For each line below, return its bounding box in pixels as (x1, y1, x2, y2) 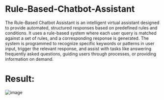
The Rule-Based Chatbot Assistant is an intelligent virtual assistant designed (5, 20, 160, 25)
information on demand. (5, 56, 54, 62)
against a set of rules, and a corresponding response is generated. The (5, 35, 149, 41)
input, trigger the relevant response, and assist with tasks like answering (5, 46, 152, 51)
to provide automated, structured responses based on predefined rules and (5, 25, 158, 30)
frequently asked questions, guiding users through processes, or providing (5, 50, 156, 57)
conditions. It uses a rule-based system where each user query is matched (5, 30, 157, 36)
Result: (5, 74, 35, 84)
